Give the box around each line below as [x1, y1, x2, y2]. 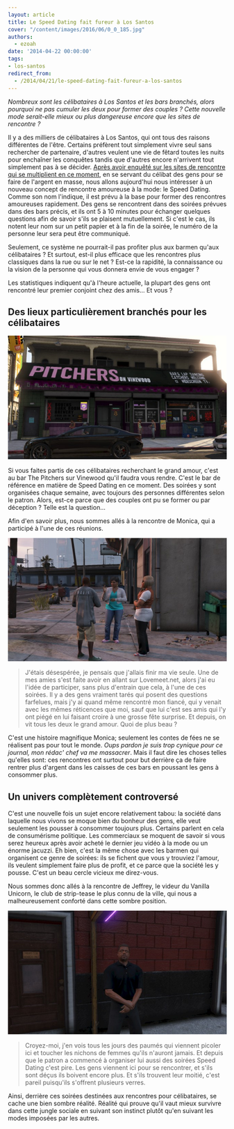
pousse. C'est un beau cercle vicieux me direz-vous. [8, 869, 159, 877]
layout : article [8, 11, 55, 18]
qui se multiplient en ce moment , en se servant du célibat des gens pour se [8, 170, 224, 178]
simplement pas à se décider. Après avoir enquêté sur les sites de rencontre [8, 162, 226, 171]
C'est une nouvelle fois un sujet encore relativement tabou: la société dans [8, 809, 222, 818]
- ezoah [14, 40, 37, 48]
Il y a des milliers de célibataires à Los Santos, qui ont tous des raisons [8, 133, 210, 141]
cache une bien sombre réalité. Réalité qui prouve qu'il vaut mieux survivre [8, 1099, 222, 1107]
